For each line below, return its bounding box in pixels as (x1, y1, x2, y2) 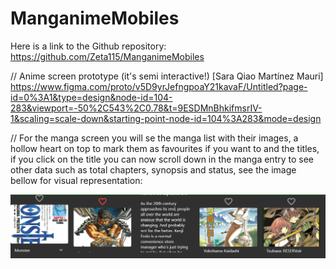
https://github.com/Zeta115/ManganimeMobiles (10, 50, 205, 62)
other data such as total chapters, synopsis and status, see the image (10, 163, 297, 176)
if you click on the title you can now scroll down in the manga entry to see (10, 153, 314, 165)
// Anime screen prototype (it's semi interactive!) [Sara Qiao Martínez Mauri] (10, 70, 324, 82)
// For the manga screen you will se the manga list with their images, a (10, 132, 299, 144)
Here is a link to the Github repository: (10, 40, 167, 52)
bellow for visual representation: (10, 174, 143, 186)
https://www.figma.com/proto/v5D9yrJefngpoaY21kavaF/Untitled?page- (10, 80, 308, 92)
